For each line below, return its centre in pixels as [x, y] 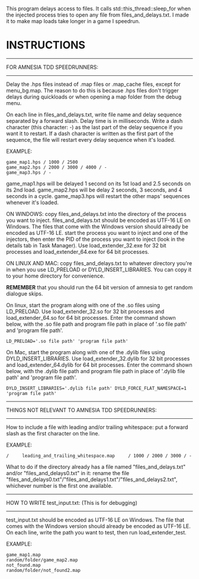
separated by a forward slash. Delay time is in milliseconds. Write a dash [94, 120]
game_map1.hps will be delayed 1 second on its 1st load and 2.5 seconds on [99, 183]
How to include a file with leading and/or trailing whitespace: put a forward [97, 427]
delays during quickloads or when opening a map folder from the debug [94, 97]
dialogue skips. [25, 294]
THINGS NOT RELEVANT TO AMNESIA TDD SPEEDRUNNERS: [81, 410]
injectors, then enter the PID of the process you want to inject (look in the [95, 239]
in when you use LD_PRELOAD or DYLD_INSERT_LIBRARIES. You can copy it [99, 269]
